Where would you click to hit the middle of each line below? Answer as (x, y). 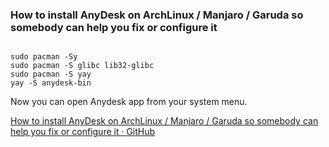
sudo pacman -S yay (51, 74)
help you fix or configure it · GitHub (83, 132)
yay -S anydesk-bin (51, 83)
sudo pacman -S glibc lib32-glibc (82, 66)
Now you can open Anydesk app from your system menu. (129, 102)
